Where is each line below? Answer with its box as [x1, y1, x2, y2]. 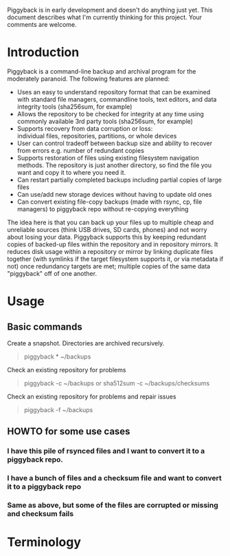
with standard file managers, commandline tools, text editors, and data [16, 95, 217, 103]
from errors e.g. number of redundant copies [16, 146, 144, 154]
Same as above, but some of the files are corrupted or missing [7, 500, 218, 510]
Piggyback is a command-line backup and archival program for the [7, 67, 196, 75]
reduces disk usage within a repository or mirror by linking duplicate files [7, 247, 214, 255]
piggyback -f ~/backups [23, 405, 93, 414]
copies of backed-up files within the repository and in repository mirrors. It [7, 240, 218, 248]
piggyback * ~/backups [23, 352, 91, 361]
